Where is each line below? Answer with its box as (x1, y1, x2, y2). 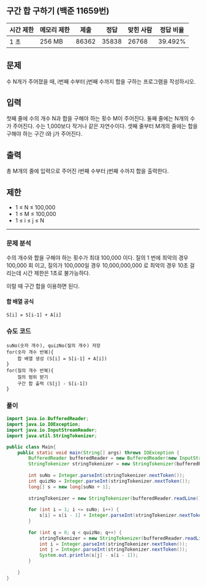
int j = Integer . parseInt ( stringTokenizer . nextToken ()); (39, 546, 188, 553)
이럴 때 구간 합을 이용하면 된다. (6, 282, 80, 290)
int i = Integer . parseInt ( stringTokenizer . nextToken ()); (39, 541, 188, 547)
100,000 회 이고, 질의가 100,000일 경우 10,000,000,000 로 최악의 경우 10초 (6, 262, 189, 269)
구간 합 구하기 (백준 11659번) (6, 6, 110, 17)
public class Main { (6, 444, 56, 450)
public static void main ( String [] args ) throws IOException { (17, 449, 180, 456)
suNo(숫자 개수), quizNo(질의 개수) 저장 (6, 343, 101, 349)
